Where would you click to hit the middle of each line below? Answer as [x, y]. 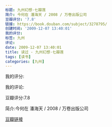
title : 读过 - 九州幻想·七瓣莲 [34, 52]
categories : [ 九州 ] [25, 61]
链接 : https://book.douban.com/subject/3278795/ [56, 24]
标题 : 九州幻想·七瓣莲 [26, 10]
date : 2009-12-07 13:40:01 [33, 47]
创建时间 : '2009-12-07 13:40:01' [39, 29]
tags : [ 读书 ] [18, 57]
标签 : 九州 [15, 38]
